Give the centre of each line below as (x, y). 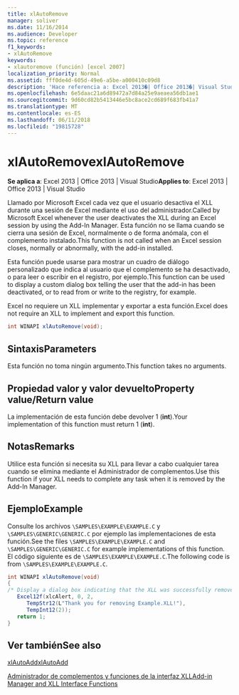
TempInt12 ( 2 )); (49, 610)
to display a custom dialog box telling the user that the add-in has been (111, 285)
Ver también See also (54, 645)
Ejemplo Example (45, 509)
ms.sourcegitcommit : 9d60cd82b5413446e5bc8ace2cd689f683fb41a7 (103, 100)
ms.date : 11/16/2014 (38, 27)
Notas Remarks (41, 447)
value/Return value (51, 399)
